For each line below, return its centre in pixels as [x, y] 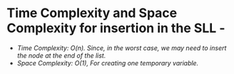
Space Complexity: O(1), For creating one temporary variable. [108, 63]
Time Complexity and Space [92, 13]
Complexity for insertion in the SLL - [116, 28]
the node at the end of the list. [61, 55]
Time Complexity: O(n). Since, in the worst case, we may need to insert [122, 48]
